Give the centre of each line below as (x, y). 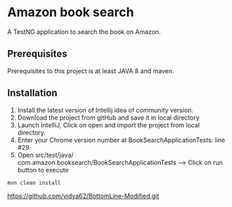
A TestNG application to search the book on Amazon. (84, 32)
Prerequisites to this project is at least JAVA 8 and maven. (91, 70)
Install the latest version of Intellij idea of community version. (105, 110)
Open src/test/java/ (45, 155)
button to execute (43, 170)
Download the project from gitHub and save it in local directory (109, 118)
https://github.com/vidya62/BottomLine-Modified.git (83, 196)
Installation (32, 93)
